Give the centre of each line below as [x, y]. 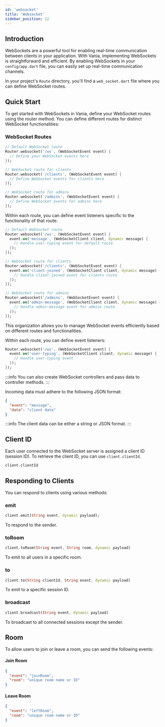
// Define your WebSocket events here [49, 156]
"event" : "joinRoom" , [32, 676]
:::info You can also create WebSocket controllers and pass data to [72, 377]
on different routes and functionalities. [44, 331]
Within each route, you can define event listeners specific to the [70, 215]
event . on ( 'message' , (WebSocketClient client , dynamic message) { [79, 239]
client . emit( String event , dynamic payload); [52, 516]
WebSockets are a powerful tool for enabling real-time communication [76, 51]
